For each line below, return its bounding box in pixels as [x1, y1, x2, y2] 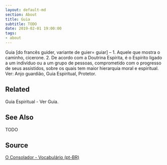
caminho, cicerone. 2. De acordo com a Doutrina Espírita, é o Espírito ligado [5, 54, 162, 60]
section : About [5, 12, 37, 17]
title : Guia [5, 17, 30, 22]
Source [5, 141, 29, 149]
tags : [5, 31, 17, 36]
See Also [5, 113, 34, 122]
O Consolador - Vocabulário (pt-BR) [5, 154, 79, 160]
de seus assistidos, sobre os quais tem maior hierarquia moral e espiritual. [5, 65, 159, 71]
